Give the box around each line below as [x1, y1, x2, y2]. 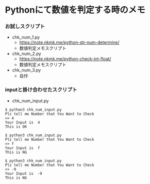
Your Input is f [5, 146, 40, 150]
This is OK [5, 124, 27, 129]
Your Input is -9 [5, 171, 42, 176]
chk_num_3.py [12, 67, 41, 73]
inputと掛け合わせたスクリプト [5, 86, 78, 93]
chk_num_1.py [12, 35, 40, 40]
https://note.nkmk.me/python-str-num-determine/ [19, 39, 120, 45]
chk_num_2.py [12, 51, 41, 56]
